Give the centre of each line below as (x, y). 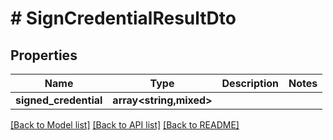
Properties (44, 55)
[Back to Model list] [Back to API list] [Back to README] (125, 125)
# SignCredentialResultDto (123, 18)
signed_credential (59, 100)
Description (250, 83)
